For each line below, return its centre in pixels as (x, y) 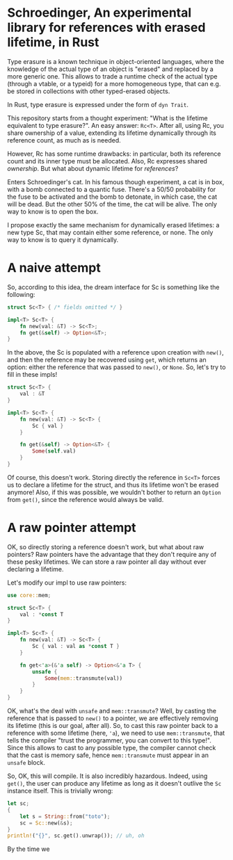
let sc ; (18, 804)
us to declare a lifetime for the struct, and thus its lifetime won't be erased (113, 485)
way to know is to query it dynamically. (63, 240)
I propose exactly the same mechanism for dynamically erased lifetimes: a (113, 225)
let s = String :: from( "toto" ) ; (65, 816)
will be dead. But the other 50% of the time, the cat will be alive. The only (112, 204)
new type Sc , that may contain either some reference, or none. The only (110, 232)
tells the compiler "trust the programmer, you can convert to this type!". (110, 740)
